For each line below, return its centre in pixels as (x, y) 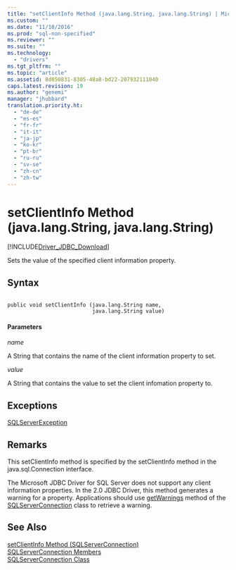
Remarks (27, 445)
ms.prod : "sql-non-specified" (52, 33)
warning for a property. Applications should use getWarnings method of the (117, 498)
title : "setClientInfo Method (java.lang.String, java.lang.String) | (113, 14)
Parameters (25, 327)
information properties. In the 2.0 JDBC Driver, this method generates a (110, 490)
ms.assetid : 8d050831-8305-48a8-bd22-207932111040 (83, 79)
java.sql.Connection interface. (51, 469)
